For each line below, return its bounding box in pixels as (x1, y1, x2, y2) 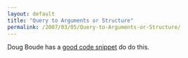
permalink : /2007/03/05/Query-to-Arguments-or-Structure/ (7, 23, 181, 30)
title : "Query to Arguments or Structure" (7, 17, 134, 24)
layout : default (7, 10, 55, 18)
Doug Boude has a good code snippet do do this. (7, 43, 150, 52)
